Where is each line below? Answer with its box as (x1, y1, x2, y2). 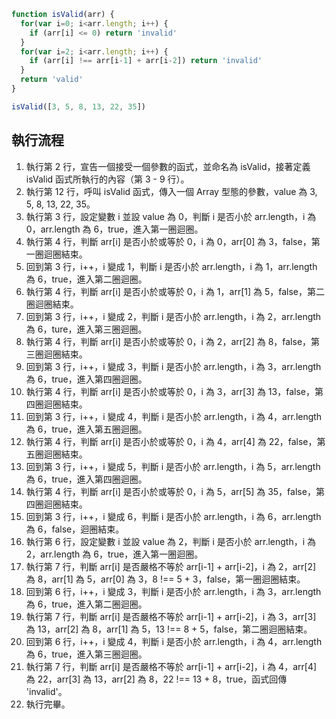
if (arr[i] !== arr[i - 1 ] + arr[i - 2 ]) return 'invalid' (29, 56, 263, 66)
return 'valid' (20, 75, 84, 85)
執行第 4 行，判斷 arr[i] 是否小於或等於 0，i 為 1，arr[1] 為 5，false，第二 (25, 285, 326, 297)
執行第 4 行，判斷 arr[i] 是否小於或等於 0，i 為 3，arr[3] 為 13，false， (25, 385, 315, 397)
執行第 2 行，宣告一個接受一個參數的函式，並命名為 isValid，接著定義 (25, 160, 311, 172)
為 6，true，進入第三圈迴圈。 (25, 648, 148, 660)
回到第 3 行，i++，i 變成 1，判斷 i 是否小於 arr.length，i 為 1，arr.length (25, 260, 318, 272)
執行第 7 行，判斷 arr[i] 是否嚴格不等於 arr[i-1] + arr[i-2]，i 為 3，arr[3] (25, 610, 317, 622)
